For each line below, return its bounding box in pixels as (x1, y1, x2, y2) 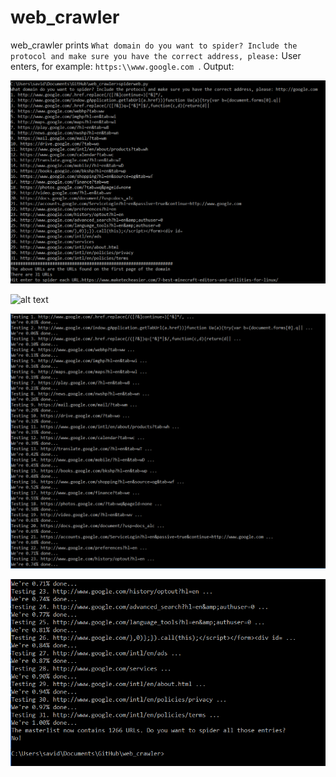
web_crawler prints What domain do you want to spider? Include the (10, 39, 298, 51)
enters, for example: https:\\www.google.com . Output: (10, 60, 235, 72)
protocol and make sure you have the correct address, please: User (10, 49, 302, 61)
